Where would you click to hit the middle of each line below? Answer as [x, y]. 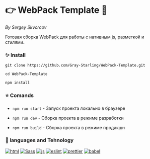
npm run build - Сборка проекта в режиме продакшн [69, 127]
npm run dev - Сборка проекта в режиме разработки [68, 118]
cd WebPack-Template [27, 74]
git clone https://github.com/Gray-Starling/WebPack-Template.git [75, 66]
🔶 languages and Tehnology [39, 140]
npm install [17, 83]
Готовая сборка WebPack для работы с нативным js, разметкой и [75, 37]
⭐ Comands [19, 95]
